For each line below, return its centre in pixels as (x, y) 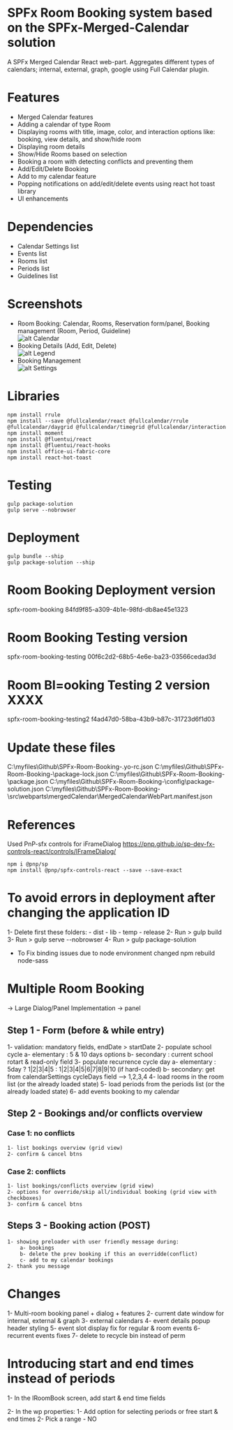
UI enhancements (43, 198)
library (27, 191)
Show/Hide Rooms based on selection (72, 154)
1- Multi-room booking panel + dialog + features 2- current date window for (116, 1313)
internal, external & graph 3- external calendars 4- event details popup (109, 1320)
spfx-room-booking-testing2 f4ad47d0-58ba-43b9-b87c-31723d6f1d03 (111, 719)
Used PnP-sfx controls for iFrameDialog (64, 844)
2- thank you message (39, 1266)
